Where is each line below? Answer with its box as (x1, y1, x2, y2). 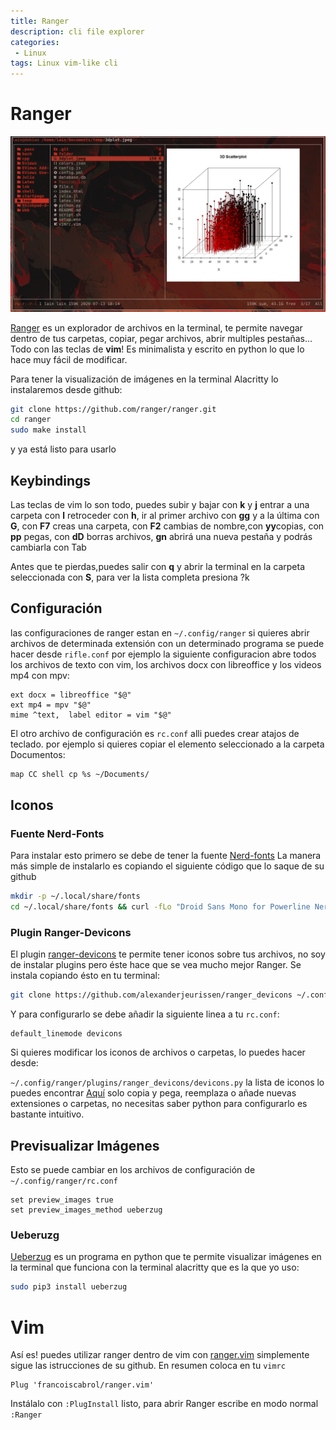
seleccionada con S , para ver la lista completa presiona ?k (10, 571, 250, 584)
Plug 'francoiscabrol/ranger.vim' (10, 1380, 155, 1390)
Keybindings (10, 472, 92, 489)
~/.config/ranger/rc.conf (10, 1176, 118, 1187)
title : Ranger (10, 16, 70, 26)
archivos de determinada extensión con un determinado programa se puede (10, 637, 325, 649)
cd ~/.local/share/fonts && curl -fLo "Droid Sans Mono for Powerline (10, 902, 311, 912)
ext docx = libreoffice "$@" (10, 690, 132, 700)
